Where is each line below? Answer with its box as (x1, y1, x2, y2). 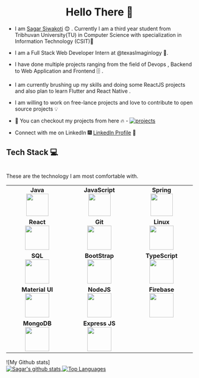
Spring (152, 185, 172, 194)
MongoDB (23, 319, 52, 327)
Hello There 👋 (66, 5, 133, 19)
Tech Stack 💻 (6, 147, 59, 157)
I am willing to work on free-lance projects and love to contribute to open (14, 99, 193, 106)
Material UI (21, 285, 53, 294)
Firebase (149, 285, 175, 294)
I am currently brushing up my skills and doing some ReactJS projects (14, 81, 185, 88)
